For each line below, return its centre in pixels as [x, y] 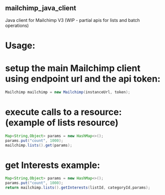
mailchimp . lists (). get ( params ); [39, 145]
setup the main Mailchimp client [73, 68]
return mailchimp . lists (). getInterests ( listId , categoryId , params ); [78, 188]
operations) [17, 25]
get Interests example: [53, 165]
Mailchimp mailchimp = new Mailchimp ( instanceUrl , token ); [68, 92]
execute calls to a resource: [64, 112]
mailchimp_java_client [41, 8]
